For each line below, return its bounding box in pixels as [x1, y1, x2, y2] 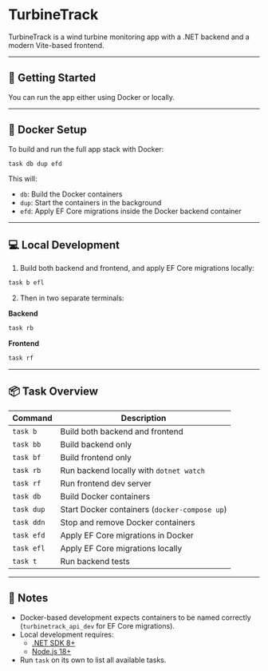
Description [120, 412, 167, 423]
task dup [12, 505, 45, 514]
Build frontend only [60, 451, 132, 463]
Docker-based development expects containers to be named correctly [19, 613, 251, 622]
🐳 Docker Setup [8, 123, 88, 137]
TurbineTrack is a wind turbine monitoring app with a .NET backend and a [8, 32, 250, 42]
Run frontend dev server [60, 478, 152, 489]
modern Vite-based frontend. [8, 40, 105, 50]
